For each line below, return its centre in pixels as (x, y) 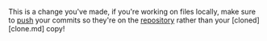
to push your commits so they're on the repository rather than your (119, 20)
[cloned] (245, 20)
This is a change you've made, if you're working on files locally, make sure (132, 12)
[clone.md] (27, 29)
